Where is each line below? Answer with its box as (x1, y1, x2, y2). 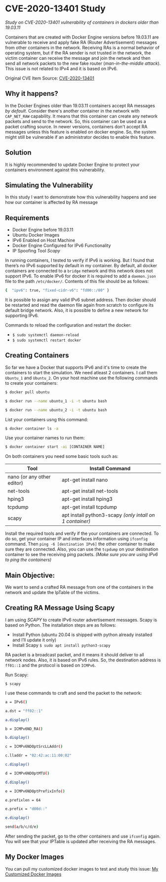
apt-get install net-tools (61, 487, 119, 494)
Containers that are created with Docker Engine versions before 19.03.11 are (5, 34, 159, 40)
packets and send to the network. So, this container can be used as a (5, 118, 146, 124)
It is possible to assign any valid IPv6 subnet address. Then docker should (5, 297, 156, 303)
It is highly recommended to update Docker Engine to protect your (5, 161, 140, 167)
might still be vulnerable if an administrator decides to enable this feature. (5, 134, 155, 140)
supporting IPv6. (5, 313, 39, 319)
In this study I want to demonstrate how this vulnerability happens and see (5, 194, 157, 200)
